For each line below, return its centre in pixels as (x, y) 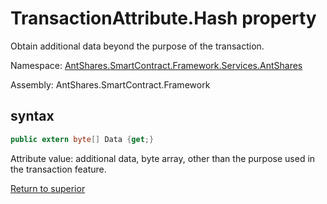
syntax (32, 116)
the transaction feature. (58, 169)
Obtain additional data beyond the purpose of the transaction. (137, 46)
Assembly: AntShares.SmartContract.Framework (110, 84)
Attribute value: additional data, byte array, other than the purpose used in (163, 158)
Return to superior (48, 188)
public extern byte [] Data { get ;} (82, 139)
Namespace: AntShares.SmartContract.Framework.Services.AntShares (156, 65)
